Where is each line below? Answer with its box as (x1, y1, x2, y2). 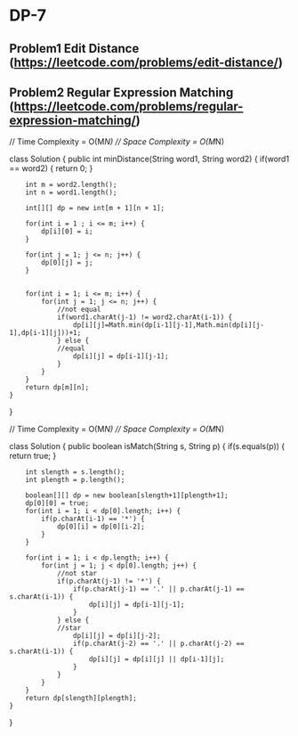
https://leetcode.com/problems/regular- (13, 99, 244, 114)
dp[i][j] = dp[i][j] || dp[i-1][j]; (88, 655, 225, 664)
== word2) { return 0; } (9, 163, 93, 174)
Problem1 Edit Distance (9, 41, 140, 56)
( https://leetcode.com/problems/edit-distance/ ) (9, 54, 283, 70)
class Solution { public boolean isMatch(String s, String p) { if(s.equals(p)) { (9, 441, 286, 452)
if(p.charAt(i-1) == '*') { (41, 514, 145, 524)
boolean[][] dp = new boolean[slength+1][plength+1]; (25, 491, 229, 500)
